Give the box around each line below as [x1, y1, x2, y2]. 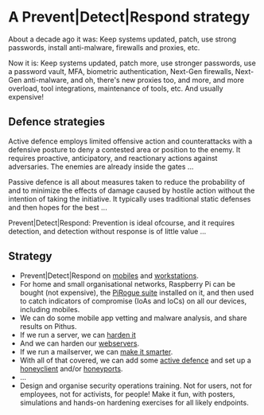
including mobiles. [19, 304, 80, 314]
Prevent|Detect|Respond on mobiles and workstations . [19, 271, 199, 280]
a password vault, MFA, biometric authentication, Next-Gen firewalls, [8, 66, 234, 76]
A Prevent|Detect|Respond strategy [8, 8, 250, 26]
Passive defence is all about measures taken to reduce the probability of [8, 177, 245, 186]
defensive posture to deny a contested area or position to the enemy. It [8, 144, 241, 155]
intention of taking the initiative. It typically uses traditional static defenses [8, 194, 251, 203]
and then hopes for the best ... [8, 202, 107, 212]
